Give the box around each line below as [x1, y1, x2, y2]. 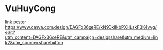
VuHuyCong [5, 3, 56, 14]
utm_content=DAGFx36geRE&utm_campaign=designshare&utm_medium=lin [5, 34, 158, 40]
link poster [5, 19, 26, 25]
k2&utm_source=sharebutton [5, 39, 63, 45]
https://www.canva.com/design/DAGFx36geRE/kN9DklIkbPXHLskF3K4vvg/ [5, 24, 157, 30]
